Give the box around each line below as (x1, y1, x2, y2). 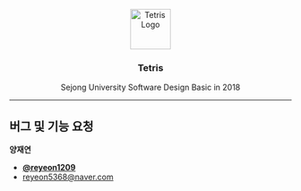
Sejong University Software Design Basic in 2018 (60, 82, 241, 93)
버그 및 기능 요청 (9, 118, 94, 134)
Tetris (137, 61, 164, 74)
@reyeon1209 (21, 162, 76, 173)
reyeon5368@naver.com (21, 171, 114, 183)
